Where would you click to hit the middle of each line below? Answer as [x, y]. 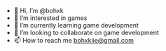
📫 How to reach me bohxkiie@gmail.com [74, 40]
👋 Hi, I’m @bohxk [39, 11]
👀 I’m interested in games [50, 18]
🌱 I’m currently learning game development [76, 25]
